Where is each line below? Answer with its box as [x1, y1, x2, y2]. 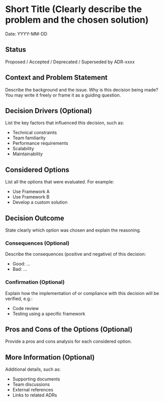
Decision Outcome [5, 214, 64, 222]
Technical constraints [12, 130, 57, 136]
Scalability [12, 146, 34, 152]
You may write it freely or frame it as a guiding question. [5, 92, 121, 98]
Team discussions [12, 381, 50, 387]
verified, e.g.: [5, 295, 33, 301]
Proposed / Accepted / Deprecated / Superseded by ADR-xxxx [5, 59, 135, 65]
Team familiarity [12, 135, 46, 141]
